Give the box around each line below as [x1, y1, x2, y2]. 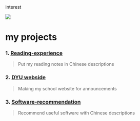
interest [5, 4, 22, 10]
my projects [5, 32, 57, 43]
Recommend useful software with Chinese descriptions [17, 110, 135, 116]
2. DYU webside [5, 74, 46, 81]
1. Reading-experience [5, 50, 63, 57]
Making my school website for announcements [17, 85, 117, 91]
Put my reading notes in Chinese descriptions [17, 61, 114, 67]
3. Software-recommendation [5, 98, 81, 105]
